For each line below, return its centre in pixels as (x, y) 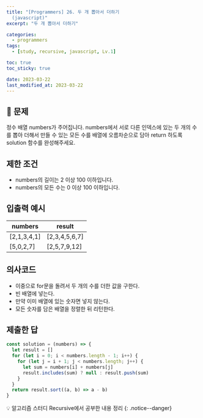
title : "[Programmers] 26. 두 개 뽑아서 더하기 (63, 12)
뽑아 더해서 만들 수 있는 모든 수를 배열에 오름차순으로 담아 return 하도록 (98, 135)
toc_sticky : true (28, 68)
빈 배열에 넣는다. (35, 293)
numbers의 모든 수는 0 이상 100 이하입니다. (68, 187)
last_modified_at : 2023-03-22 (45, 85)
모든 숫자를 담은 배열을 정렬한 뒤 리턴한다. (65, 309)
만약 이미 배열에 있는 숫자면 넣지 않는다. (62, 301)
